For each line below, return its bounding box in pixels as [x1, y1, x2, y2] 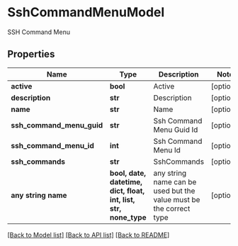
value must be [153, 194, 200, 204]
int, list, [109, 194, 135, 204]
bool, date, [109, 168, 147, 178]
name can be [153, 177, 197, 186]
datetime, [109, 177, 143, 186]
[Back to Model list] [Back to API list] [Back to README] [7, 230, 170, 239]
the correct [153, 203, 191, 213]
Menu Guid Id [153, 125, 198, 135]
